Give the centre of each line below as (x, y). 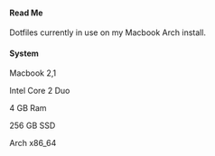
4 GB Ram (28, 108)
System (24, 53)
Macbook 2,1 (33, 73)
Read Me (26, 13)
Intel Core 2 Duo (40, 91)
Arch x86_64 (33, 143)
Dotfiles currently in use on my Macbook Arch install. (107, 32)
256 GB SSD (33, 125)
